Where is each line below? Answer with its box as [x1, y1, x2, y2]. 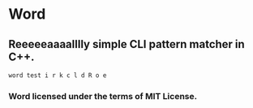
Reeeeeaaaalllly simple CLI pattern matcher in [8, 37, 245, 51]
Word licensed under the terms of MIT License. [8, 90, 197, 102]
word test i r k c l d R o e [8, 71, 107, 80]
